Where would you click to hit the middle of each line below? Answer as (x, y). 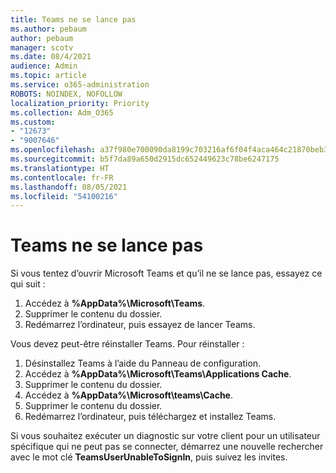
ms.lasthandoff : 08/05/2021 (69, 187)
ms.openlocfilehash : (53, 150)
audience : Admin (44, 66)
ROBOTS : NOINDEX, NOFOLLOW (66, 94)
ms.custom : (33, 122)
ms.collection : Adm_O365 (62, 112)
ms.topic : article (48, 76)
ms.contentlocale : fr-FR (62, 177)
